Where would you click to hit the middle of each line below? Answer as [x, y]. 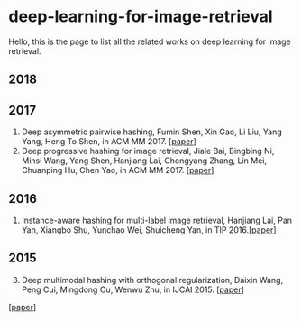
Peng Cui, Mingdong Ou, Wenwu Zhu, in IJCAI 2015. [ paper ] [133, 289]
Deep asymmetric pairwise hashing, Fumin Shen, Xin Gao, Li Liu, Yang [152, 132]
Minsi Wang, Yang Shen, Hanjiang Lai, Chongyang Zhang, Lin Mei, [144, 160]
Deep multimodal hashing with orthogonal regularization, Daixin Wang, [152, 280]
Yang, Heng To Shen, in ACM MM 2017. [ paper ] [109, 142]
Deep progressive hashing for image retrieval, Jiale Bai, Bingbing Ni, [148, 151]
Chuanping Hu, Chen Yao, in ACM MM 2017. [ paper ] [118, 170]
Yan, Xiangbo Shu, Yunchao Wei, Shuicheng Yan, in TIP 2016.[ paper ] [149, 229]
